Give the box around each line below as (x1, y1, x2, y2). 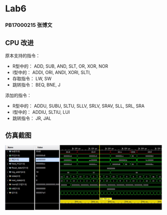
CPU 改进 (5, 38, 34, 47)
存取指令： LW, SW (12, 75, 52, 81)
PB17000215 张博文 (5, 22, 53, 29)
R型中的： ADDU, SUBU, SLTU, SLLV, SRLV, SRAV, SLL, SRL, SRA (12, 103, 145, 109)
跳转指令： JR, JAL (12, 115, 51, 121)
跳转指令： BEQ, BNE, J (12, 81, 61, 87)
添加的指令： (5, 92, 31, 98)
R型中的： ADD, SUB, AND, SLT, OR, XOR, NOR (12, 63, 108, 69)
